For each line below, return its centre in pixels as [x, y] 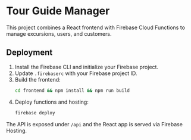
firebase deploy [35, 113]
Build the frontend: [37, 79]
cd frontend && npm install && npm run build [72, 91]
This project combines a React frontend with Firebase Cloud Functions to [96, 27]
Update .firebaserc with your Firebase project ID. [76, 73]
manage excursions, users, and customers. [59, 33]
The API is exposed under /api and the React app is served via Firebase [95, 124]
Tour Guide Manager [58, 11]
